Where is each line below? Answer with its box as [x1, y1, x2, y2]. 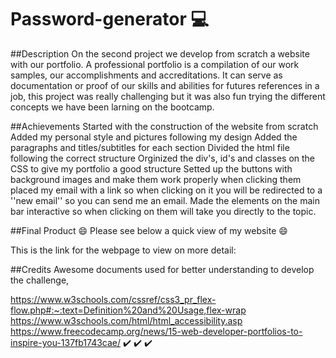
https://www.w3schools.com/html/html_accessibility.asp [10, 314, 243, 326]
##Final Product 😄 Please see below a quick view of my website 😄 [10, 224, 288, 236]
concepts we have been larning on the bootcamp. [10, 101, 215, 113]
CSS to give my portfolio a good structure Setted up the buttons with [10, 162, 293, 175]
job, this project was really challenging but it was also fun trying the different [10, 90, 326, 102]
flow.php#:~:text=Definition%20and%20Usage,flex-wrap [10, 304, 247, 316]
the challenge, [10, 274, 70, 286]
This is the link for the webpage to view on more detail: [10, 244, 237, 256]
